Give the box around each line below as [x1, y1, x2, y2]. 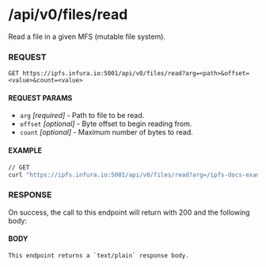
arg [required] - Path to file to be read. [19, 111, 145, 120]
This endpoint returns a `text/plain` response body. [8, 251, 190, 259]
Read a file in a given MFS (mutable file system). [8, 32, 166, 41]
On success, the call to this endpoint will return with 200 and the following [8, 208, 251, 217]
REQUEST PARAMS [8, 93, 73, 102]
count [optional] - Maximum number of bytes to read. [19, 128, 193, 137]
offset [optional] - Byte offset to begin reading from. [19, 119, 192, 128]
